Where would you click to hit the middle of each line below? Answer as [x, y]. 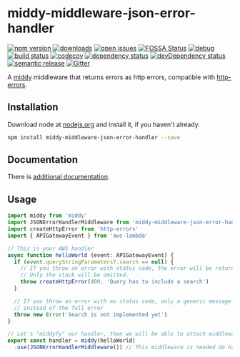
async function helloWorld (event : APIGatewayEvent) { [91, 255]
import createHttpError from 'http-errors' [73, 229]
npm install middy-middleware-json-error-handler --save [94, 137]
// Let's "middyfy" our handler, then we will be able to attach [106, 334]
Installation [33, 107]
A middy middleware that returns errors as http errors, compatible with [111, 77]
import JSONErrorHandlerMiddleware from [69, 223]
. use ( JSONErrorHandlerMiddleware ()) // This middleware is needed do [119, 348]
